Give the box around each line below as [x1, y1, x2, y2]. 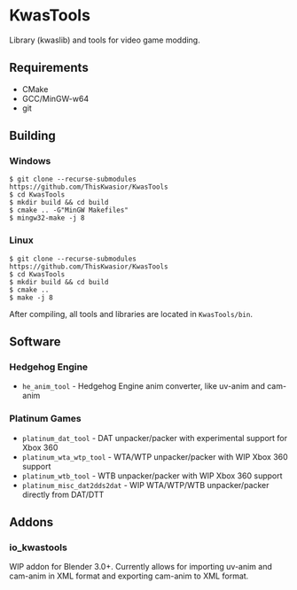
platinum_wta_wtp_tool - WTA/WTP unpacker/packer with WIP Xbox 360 [21, 451, 288, 462]
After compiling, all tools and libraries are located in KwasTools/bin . [9, 308, 253, 319]
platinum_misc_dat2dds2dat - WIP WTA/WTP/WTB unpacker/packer [21, 479, 270, 490]
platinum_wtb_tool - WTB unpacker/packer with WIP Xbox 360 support [21, 470, 283, 481]
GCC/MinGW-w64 [21, 93, 90, 104]
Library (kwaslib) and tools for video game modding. [9, 35, 201, 45]
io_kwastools [9, 541, 68, 554]
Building [9, 128, 56, 144]
